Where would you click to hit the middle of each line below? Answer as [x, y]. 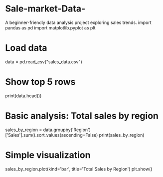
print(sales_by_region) [122, 135]
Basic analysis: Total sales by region [82, 116]
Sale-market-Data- [45, 9]
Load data [26, 48]
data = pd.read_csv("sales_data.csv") [44, 62]
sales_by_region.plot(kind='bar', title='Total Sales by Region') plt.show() [79, 169]
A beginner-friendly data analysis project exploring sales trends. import [79, 22]
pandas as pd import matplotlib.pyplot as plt [50, 27]
